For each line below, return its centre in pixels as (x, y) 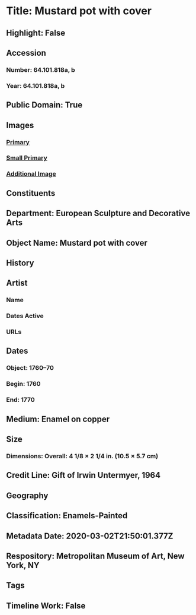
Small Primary (27, 158)
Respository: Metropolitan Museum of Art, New (95, 556)
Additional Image (31, 174)
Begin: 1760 (23, 384)
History (20, 263)
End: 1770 (20, 400)
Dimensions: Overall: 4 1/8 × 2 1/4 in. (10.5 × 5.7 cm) (82, 456)
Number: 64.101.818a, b (41, 69)
